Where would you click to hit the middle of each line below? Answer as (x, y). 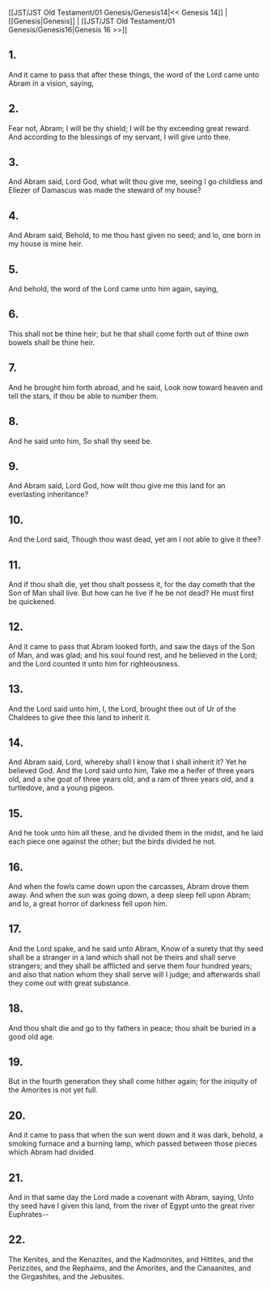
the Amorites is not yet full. (53, 1090)
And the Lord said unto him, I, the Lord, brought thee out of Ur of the (122, 708)
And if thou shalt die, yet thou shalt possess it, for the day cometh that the (132, 584)
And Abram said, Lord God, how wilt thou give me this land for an (117, 486)
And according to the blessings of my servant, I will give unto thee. (120, 137)
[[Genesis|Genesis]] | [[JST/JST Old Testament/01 (92, 21)
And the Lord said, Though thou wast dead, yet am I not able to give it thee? (135, 539)
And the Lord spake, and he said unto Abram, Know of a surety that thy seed (136, 948)
